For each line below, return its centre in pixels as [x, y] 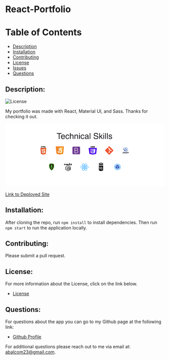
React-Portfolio [38, 9]
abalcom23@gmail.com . [31, 352]
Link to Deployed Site [27, 194]
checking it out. [22, 116]
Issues [19, 68]
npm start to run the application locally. [46, 228]
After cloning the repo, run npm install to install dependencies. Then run [81, 222]
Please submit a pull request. [35, 256]
